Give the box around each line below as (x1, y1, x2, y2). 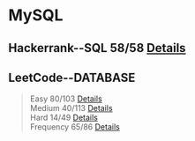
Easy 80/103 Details (29, 93, 102, 104)
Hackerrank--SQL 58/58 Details (8, 41, 186, 56)
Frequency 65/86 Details (29, 122, 120, 132)
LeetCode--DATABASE (8, 70, 136, 85)
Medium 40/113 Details (29, 103, 113, 114)
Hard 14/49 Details (29, 112, 99, 123)
